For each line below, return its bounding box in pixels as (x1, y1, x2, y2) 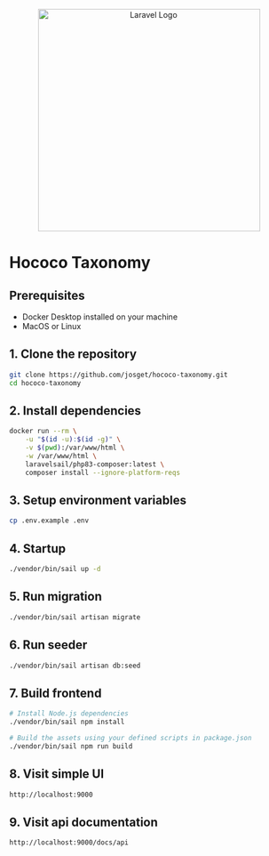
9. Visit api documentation (9, 814, 158, 829)
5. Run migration (9, 589, 102, 604)
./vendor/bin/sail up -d (9, 565, 101, 574)
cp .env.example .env (9, 516, 90, 525)
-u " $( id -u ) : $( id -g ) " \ (25, 435, 122, 444)
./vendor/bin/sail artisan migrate (9, 612, 141, 622)
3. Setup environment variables (9, 493, 186, 508)
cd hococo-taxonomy (9, 378, 82, 387)
